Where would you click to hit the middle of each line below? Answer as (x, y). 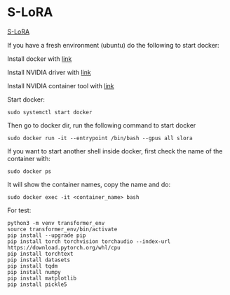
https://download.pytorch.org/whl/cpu (64, 247)
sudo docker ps (29, 171)
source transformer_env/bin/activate (62, 229)
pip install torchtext (40, 254)
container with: (29, 158)
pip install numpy (34, 272)
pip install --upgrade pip (47, 235)
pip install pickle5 (38, 284)
